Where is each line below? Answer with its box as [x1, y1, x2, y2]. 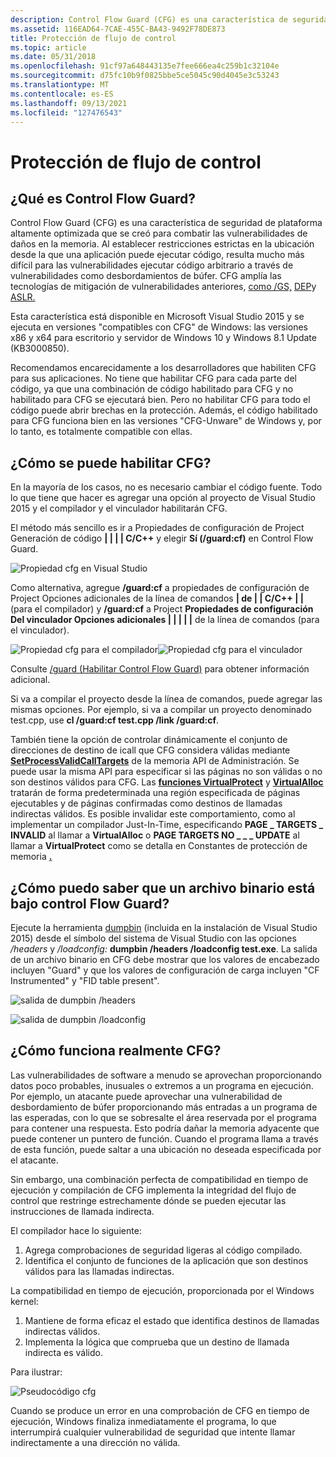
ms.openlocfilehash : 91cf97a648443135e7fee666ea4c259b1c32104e [10, 61, 280, 71]
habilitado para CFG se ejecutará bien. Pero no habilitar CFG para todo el [10, 394, 311, 406]
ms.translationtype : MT [10, 80, 110, 90]
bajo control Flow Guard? [10, 895, 170, 912]
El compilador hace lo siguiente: [10, 1224, 142, 1236]
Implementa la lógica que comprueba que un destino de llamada [24, 1336, 290, 1348]
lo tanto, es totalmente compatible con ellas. [10, 426, 193, 438]
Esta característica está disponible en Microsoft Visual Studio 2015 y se [10, 311, 305, 323]
